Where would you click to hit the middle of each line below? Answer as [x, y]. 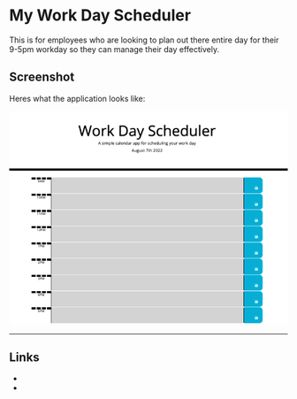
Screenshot [42, 77]
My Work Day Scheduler [100, 15]
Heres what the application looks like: [77, 98]
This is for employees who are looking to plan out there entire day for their [144, 40]
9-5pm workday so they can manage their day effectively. [114, 49]
